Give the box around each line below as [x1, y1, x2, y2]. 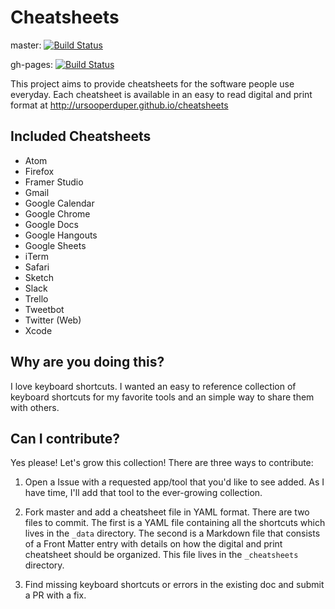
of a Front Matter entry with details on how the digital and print [24, 538, 283, 550]
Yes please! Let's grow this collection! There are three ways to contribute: [10, 457, 314, 469]
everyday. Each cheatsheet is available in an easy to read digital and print [10, 88, 313, 100]
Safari [24, 261, 50, 273]
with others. [10, 401, 60, 413]
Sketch [24, 271, 55, 283]
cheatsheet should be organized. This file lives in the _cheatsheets [24, 549, 299, 561]
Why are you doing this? [10, 354, 165, 371]
